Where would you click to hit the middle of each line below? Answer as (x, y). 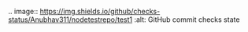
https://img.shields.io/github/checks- (100, 11)
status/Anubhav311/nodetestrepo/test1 (70, 20)
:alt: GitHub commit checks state (187, 20)
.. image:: (23, 11)
